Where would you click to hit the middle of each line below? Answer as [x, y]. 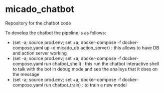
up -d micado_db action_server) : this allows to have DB [102, 47]
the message [26, 74]
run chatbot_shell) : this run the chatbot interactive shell [102, 63]
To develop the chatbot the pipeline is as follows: [56, 32]
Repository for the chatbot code [38, 23]
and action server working [39, 53]
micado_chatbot [40, 9]
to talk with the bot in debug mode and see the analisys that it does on [85, 69]
